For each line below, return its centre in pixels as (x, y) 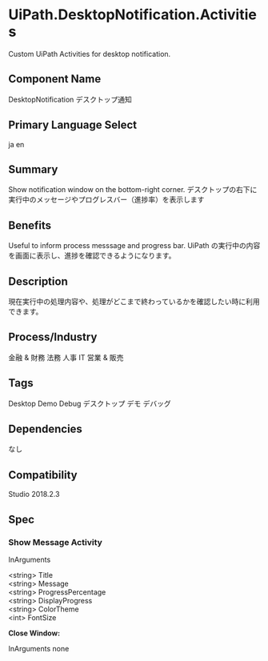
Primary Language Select (73, 125)
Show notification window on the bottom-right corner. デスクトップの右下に (133, 190)
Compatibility (43, 475)
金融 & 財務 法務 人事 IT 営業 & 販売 (66, 357)
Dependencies (45, 429)
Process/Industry (53, 337)
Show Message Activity (55, 542)
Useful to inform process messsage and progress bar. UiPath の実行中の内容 (134, 246)
